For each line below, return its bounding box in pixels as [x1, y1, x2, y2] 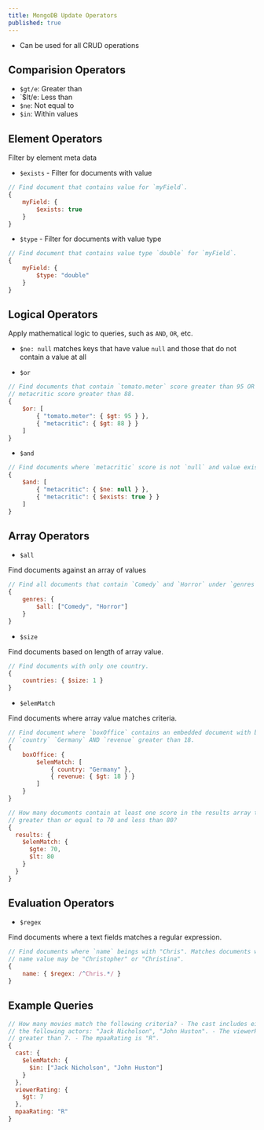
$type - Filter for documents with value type [19, 234, 162, 244]
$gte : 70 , [28, 846, 61, 854]
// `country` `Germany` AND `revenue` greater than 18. [8, 736, 195, 744]
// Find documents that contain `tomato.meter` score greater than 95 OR [8, 383, 255, 391]
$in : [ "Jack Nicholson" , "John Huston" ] [28, 1064, 163, 1072]
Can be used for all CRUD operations [19, 40, 140, 50]
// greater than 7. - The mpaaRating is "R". [8, 1035, 159, 1043]
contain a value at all [19, 352, 86, 362]
